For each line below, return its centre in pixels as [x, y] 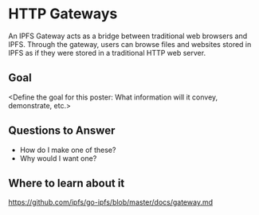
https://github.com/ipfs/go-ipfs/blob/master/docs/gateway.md [111, 202]
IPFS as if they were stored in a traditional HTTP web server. [107, 53]
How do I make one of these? [68, 150]
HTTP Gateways [63, 14]
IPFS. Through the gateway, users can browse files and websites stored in [130, 44]
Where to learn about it [67, 183]
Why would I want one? [58, 158]
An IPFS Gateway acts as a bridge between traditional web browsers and [128, 36]
